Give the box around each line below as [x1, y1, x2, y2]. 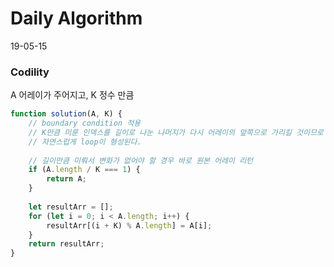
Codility [10, 65, 50, 79]
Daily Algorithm [10, 7, 143, 30]
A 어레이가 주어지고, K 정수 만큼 [10, 89, 135, 101]
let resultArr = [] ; [28, 202, 114, 212]
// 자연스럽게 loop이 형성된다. [28, 137, 142, 147]
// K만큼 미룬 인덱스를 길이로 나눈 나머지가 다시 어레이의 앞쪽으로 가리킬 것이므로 [28, 127, 324, 137]
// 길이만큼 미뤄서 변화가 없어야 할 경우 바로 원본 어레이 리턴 [28, 155, 254, 166]
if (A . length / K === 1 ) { [28, 165, 141, 175]
